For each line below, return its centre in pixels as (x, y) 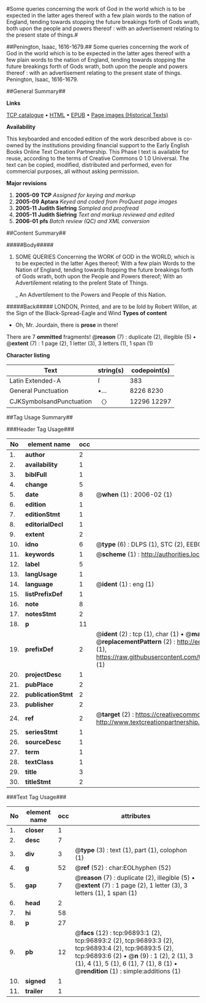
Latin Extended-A (35, 381)
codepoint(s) (151, 370)
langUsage (41, 574)
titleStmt (38, 782)
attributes (136, 816)
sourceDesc (43, 742)
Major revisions (27, 183)
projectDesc (44, 675)
